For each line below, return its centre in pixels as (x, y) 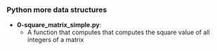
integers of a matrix (55, 40)
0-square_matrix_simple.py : (59, 25)
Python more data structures (57, 10)
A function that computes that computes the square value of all (118, 32)
